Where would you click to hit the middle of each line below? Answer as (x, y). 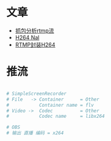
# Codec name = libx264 (56, 117)
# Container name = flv (50, 105)
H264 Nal (27, 37)
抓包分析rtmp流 (34, 31)
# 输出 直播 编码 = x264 (35, 133)
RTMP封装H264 (35, 45)
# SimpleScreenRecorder (37, 93)
